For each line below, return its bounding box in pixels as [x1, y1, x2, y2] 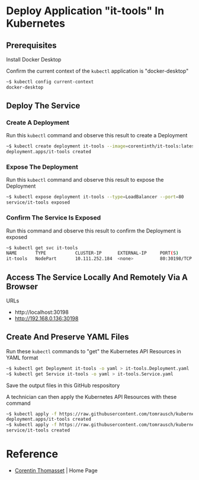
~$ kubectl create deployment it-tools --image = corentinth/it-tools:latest [6, 143, 197, 149]
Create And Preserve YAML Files [6, 332, 129, 342]
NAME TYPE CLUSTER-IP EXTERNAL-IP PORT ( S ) [6, 250, 179, 256]
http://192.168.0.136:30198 [14, 315, 79, 322]
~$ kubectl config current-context [6, 79, 94, 85]
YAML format [6, 354, 38, 361]
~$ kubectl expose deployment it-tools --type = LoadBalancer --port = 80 [6, 194, 184, 200]
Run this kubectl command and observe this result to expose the [6, 176, 164, 183]
